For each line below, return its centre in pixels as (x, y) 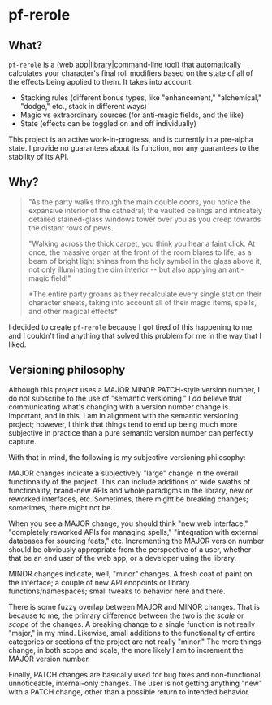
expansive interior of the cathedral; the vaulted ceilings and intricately (145, 210)
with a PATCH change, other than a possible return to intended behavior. (129, 692)
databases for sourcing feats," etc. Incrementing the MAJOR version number (136, 541)
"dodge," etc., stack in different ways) (84, 106)
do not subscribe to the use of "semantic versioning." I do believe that (125, 398)
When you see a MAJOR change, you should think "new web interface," (128, 523)
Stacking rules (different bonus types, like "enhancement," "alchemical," (141, 98)
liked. (17, 344)
